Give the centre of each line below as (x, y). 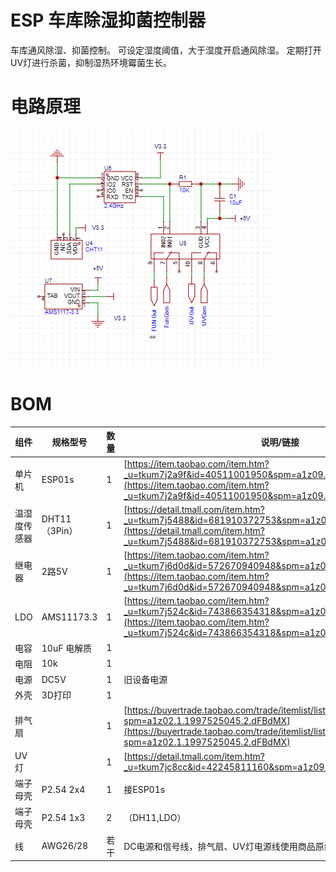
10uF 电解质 (67, 648)
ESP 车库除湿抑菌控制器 (108, 20)
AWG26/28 (65, 846)
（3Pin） (59, 531)
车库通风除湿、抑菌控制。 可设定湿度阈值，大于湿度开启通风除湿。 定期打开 (166, 50)
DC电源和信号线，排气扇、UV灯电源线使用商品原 (224, 846)
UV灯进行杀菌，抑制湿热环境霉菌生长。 (91, 62)
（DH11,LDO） (155, 818)
